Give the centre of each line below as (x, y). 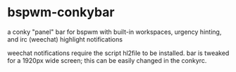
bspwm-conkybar (61, 12)
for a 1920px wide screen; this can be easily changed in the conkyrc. (107, 60)
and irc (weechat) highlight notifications (65, 39)
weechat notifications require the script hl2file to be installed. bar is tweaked (118, 53)
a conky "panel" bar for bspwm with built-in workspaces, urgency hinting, (114, 32)
